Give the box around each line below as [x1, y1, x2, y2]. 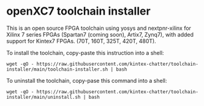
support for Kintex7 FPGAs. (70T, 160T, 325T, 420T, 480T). [6, 37, 156, 44]
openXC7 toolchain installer [6, 4, 151, 18]
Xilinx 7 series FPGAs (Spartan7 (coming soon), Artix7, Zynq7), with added [6, 30, 194, 38]
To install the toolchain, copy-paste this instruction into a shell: [6, 49, 164, 56]
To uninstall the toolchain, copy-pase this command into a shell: [6, 77, 167, 84]
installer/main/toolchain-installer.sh [6, 66, 108, 72]
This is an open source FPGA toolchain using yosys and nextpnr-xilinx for [6, 24, 192, 32]
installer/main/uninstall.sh [6, 94, 81, 100]
